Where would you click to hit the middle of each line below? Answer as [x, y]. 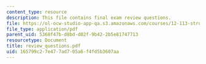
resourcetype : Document [37, 40]
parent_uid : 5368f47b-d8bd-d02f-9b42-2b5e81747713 [72, 35]
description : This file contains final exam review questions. [89, 18]
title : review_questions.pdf [44, 46]
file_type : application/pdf [42, 29]
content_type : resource [37, 12]
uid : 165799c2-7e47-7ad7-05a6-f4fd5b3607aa [63, 52]
